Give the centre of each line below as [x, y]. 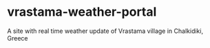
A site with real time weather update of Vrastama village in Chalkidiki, [105, 31]
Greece [18, 38]
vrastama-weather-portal [82, 12]
